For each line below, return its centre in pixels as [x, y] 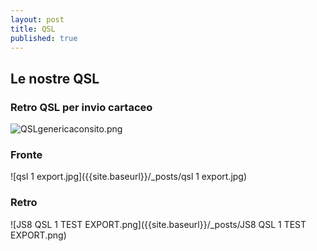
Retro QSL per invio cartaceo [81, 107]
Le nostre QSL [55, 78]
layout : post [37, 19]
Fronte [26, 154]
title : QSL [33, 29]
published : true [44, 38]
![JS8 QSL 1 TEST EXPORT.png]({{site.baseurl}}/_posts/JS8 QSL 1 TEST [158, 224]
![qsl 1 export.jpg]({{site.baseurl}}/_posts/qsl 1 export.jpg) [129, 177]
